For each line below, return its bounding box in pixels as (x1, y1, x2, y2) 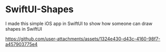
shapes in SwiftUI (5, 25, 42, 32)
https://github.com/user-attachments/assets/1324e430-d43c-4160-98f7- (5, 36, 161, 42)
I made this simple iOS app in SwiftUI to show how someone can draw (5, 20, 153, 27)
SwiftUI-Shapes (5, 4, 74, 15)
